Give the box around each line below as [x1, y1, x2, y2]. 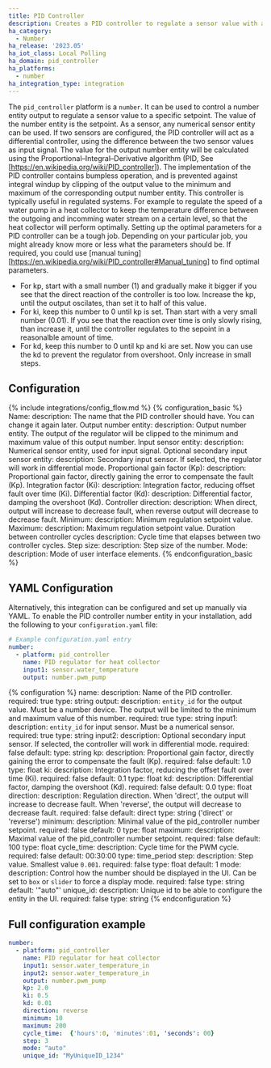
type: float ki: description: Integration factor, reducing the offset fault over [8, 765, 253, 775]
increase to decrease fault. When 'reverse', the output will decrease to [8, 799, 242, 809]
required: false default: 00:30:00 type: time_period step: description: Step [8, 851, 254, 861]
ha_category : [8, 27, 52, 35]
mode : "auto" [23, 1045, 67, 1053]
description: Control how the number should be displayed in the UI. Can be [8, 868, 256, 878]
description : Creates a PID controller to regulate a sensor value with [8, 19, 258, 28]
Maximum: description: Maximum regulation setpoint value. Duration [8, 523, 236, 533]
